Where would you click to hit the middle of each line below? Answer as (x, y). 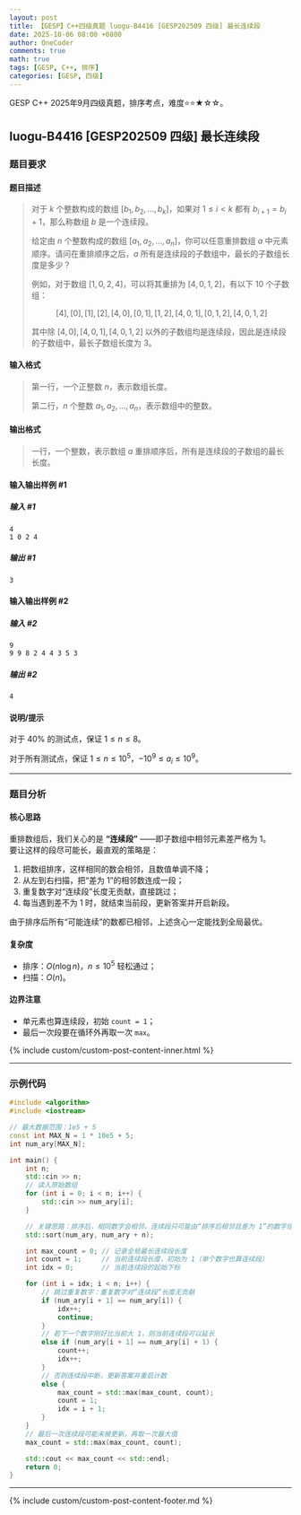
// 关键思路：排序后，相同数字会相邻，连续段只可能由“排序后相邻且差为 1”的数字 (156, 1226)
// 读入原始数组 (52, 1186)
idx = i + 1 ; (81, 1409)
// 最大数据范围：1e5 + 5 (53, 1127)
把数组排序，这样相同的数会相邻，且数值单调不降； (116, 869)
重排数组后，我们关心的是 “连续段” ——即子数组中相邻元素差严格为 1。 (140, 838)
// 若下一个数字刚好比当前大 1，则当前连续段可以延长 (128, 1334)
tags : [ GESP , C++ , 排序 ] (54, 68)
